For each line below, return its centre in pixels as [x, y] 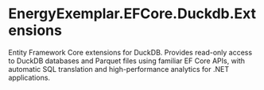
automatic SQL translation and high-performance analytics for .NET [118, 69]
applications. [29, 77]
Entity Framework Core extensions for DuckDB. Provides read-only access [130, 52]
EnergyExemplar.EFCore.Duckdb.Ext [132, 14]
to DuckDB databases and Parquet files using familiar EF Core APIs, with [126, 61]
